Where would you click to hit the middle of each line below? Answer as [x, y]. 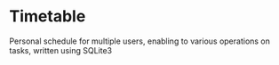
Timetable [48, 16]
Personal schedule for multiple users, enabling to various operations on [140, 41]
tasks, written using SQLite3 [61, 50]
